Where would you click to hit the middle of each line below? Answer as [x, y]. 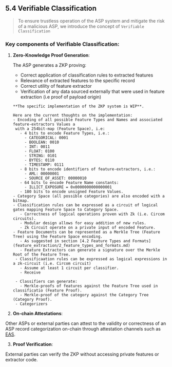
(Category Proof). [32, 300]
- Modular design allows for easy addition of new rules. [83, 223]
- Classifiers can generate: [46, 282]
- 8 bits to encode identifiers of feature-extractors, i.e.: [88, 169]
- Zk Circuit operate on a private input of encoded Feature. [88, 228]
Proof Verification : [33, 344]
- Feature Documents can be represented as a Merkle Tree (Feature [86, 232]
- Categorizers [31, 304]
